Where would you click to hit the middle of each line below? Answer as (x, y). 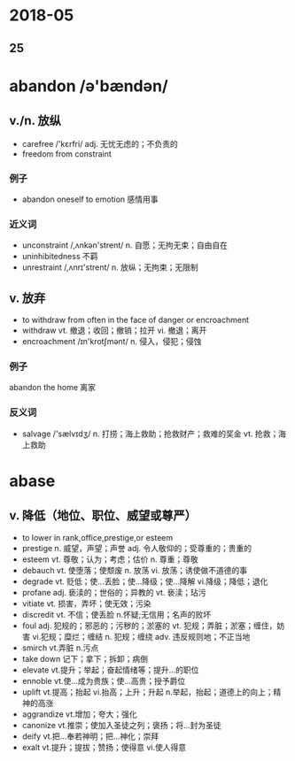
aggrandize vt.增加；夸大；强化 (79, 714)
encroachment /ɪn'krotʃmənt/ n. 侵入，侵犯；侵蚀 (112, 341)
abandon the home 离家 (52, 388)
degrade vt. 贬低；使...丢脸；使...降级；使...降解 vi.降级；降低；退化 (145, 581)
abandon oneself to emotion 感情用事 (90, 199)
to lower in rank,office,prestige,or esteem (97, 537)
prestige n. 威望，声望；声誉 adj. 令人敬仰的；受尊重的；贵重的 (137, 548)
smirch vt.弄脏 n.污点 (60, 648)
